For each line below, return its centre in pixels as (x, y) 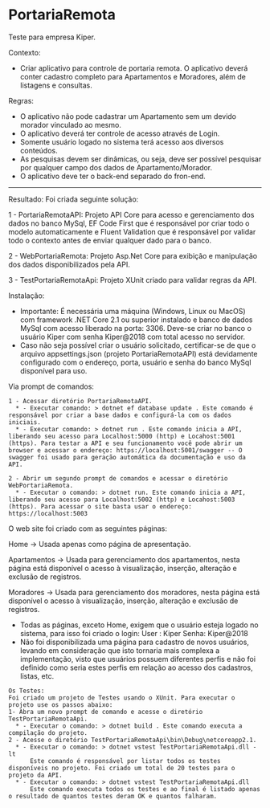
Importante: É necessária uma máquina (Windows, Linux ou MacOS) (133, 311)
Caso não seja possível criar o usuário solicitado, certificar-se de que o (138, 345)
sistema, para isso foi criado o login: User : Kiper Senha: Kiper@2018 (134, 633)
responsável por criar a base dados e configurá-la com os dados (120, 415)
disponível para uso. (53, 370)
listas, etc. (37, 675)
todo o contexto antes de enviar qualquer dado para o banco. (110, 240)
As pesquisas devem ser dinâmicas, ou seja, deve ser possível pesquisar (141, 159)
